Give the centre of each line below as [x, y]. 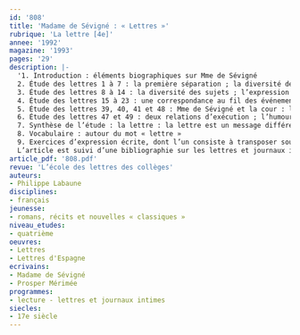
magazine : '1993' [42, 51]
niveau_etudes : [37, 225]
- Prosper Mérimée [43, 283]
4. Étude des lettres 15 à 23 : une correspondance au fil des [137, 100]
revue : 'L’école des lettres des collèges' [92, 167]
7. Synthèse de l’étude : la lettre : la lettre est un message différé [155, 126]
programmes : [31, 291]
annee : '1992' [36, 42]
